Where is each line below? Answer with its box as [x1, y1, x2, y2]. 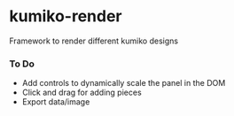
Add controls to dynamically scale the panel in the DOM [21, 78, 226, 89]
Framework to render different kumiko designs [9, 35, 179, 46]
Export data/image [21, 97, 90, 107]
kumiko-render [9, 6, 122, 27]
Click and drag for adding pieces [21, 87, 142, 98]
